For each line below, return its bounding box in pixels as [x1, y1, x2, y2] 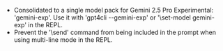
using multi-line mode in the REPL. [13, 36, 113, 44]
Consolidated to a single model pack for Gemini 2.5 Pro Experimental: [13, 6, 214, 14]
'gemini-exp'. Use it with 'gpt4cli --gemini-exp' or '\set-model [13, 13, 192, 22]
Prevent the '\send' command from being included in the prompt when [13, 28, 216, 36]
